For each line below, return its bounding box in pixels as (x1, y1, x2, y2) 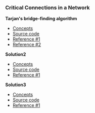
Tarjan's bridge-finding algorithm (5, 16, 77, 22)
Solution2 (5, 51, 26, 57)
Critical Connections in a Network (5, 4, 90, 11)
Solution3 (5, 82, 26, 88)
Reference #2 (12, 42, 41, 48)
